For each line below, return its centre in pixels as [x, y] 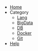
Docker [24, 33]
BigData [25, 23]
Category [19, 12]
